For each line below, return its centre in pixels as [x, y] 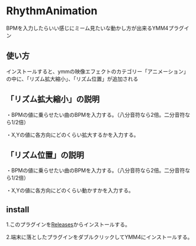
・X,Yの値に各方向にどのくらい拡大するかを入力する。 [73, 135]
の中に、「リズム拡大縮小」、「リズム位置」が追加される [72, 79]
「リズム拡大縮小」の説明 [53, 99]
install [18, 210]
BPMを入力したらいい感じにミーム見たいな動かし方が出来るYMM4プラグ [95, 28]
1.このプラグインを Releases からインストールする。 [68, 225]
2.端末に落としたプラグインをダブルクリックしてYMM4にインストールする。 [99, 237]
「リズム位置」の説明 [45, 155]
